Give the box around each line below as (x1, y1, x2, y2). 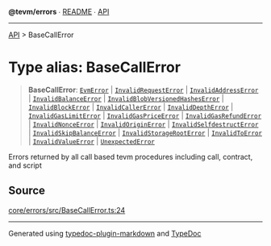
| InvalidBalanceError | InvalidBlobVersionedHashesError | (27, 93, 224, 103)
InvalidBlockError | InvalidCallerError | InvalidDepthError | (27, 102, 234, 111)
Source (8, 184, 46, 198)
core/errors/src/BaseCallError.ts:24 (8, 205, 126, 215)
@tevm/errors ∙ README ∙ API (8, 7, 110, 16)
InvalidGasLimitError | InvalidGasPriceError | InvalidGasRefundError (27, 110, 262, 120)
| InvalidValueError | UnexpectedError (27, 136, 156, 146)
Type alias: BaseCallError (8, 58, 181, 77)
